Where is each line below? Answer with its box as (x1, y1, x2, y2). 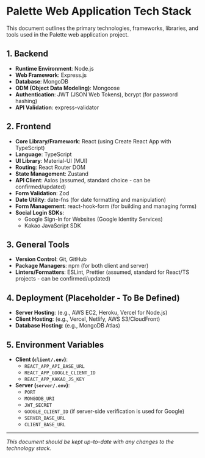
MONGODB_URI (24, 396, 55, 402)
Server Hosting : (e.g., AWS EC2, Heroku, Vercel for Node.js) (15, 309, 168, 317)
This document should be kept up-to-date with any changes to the (6, 438, 174, 445)
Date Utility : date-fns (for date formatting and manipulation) (15, 196, 167, 203)
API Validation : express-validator (15, 104, 99, 111)
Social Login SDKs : (15, 209, 65, 216)
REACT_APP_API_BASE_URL (24, 363, 85, 370)
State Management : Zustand (15, 170, 88, 177)
